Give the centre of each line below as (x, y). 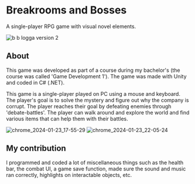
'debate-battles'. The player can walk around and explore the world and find (98, 112)
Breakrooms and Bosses (66, 10)
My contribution (36, 149)
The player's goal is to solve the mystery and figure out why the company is (97, 100)
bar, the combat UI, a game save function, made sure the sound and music (96, 169)
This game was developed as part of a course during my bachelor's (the (93, 70)
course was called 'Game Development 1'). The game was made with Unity (96, 76)
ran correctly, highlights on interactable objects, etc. (69, 175)
